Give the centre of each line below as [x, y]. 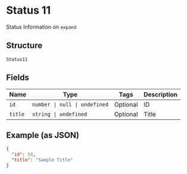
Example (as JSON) [43, 135]
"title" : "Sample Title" [42, 160]
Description [160, 94]
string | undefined [60, 114]
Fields [18, 78]
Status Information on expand [41, 27]
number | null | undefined [70, 104]
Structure [24, 46]
